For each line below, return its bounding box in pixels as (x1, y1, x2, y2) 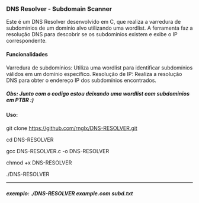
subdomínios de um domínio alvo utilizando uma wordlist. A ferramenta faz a (6, 24, 193, 31)
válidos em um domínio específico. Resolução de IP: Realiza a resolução (6, 70, 182, 77)
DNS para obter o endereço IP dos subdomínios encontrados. (6, 77, 157, 84)
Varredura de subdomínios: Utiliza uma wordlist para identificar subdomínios (6, 64, 193, 71)
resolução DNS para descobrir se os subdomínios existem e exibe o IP (6, 31, 178, 38)
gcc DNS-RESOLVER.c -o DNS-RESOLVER (6, 148, 110, 155)
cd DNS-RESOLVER (6, 136, 54, 144)
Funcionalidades (6, 50, 49, 58)
